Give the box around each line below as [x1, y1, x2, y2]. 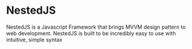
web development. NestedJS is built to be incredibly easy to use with [6, 29, 176, 36]
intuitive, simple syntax [6, 36, 63, 43]
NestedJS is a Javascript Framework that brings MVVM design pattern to [6, 23, 186, 30]
